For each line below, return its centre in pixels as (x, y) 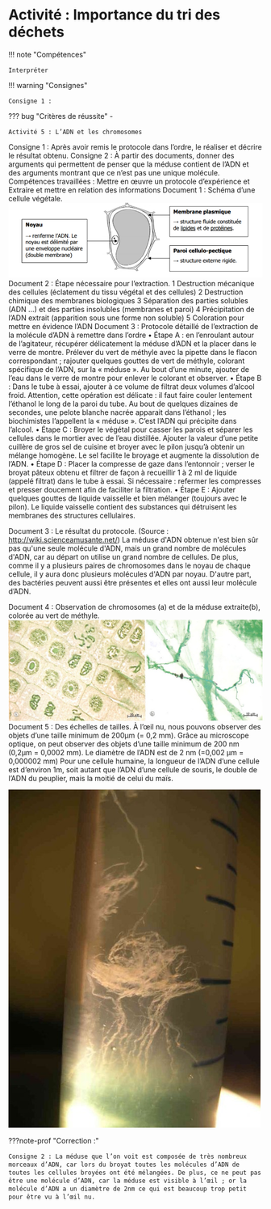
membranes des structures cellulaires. (72, 516)
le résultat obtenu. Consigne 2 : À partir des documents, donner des (121, 155)
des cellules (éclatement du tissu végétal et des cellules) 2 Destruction (126, 292)
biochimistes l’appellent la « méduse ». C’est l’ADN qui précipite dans (123, 421)
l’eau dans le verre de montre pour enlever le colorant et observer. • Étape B (135, 378)
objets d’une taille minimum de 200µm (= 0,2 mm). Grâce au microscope (129, 735)
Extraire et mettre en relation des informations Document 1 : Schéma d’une (132, 190)
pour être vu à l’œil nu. (52, 1197)
